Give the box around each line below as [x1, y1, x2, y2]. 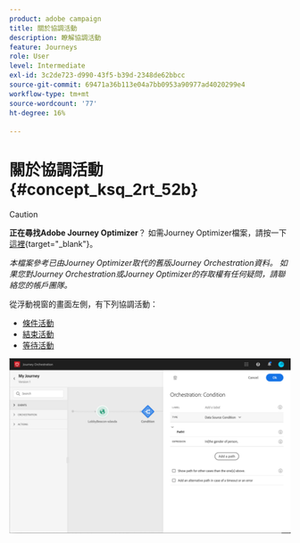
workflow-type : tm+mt [9, 89, 90, 98]
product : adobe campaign [9, 14, 102, 23]
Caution [9, 210, 38, 220]
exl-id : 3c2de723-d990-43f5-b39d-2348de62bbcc [9, 71, 186, 80]
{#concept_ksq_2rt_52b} [9, 179, 199, 200]
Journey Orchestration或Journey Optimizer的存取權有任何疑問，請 [32, 268, 279, 280]
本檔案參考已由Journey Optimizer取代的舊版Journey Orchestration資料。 [9, 258, 279, 268]
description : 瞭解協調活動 [9, 33, 102, 42]
